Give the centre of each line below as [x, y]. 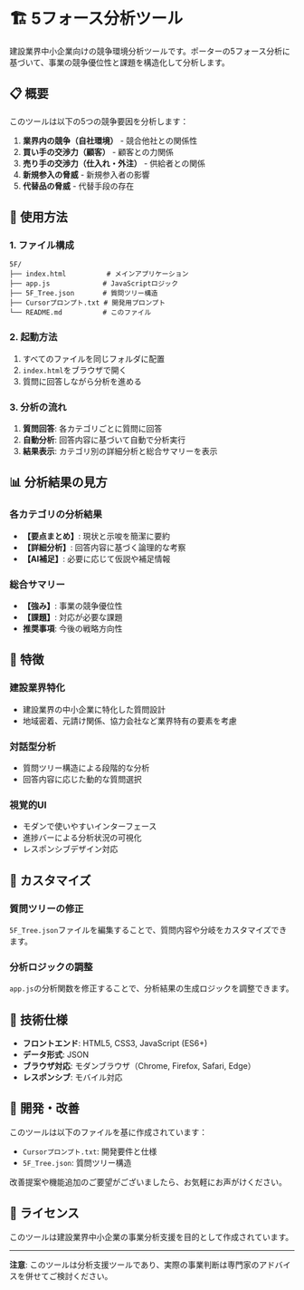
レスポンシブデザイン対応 [70, 849]
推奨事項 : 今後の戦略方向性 [72, 629]
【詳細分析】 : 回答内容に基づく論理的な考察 [104, 547]
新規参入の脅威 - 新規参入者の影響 [86, 174]
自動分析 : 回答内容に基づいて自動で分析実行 [104, 440]
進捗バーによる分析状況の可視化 [82, 838]
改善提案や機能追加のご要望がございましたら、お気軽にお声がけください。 [148, 1182]
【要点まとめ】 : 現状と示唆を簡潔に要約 [96, 536]
